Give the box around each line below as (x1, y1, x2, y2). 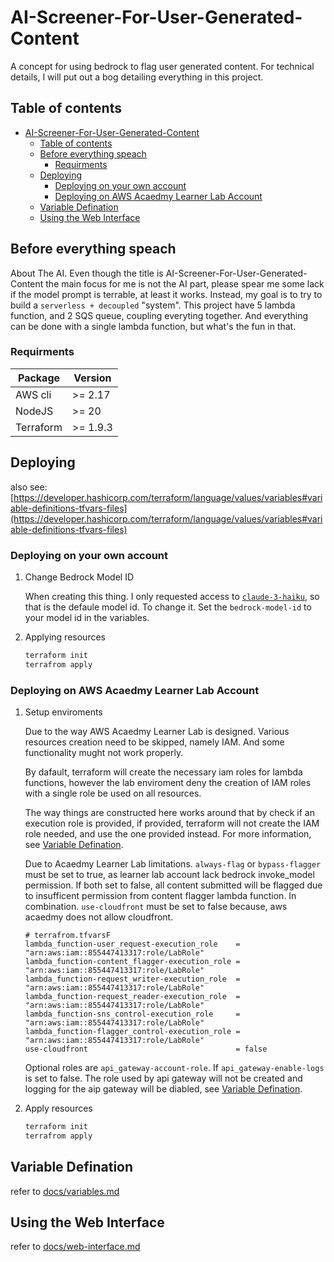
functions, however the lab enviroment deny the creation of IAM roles (24, 777, 312, 789)
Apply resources (24, 1102, 93, 1115)
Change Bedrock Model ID (24, 571, 135, 583)
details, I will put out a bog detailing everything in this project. (10, 71, 264, 83)
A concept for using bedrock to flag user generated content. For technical (10, 60, 315, 72)
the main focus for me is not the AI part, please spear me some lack (45, 277, 325, 290)
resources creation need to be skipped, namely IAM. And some (24, 736, 285, 748)
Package (17, 371, 61, 385)
